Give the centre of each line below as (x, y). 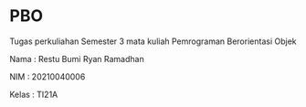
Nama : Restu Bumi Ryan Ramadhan (77, 59)
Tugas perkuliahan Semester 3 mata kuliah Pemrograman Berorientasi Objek (153, 41)
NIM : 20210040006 (47, 76)
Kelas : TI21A (34, 94)
